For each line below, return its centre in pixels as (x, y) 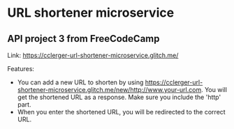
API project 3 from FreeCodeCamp (83, 39)
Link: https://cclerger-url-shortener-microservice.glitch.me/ (93, 55)
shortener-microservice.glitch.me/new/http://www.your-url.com (109, 90)
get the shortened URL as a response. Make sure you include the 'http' (119, 97)
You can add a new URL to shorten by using (80, 82)
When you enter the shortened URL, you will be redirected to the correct (121, 112)
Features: (21, 69)
